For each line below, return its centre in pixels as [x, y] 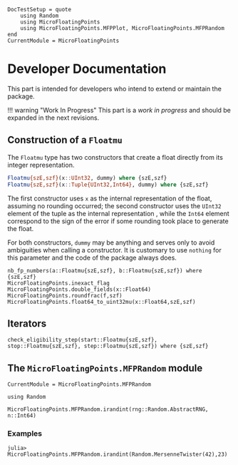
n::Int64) [22, 416]
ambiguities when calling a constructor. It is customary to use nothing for [115, 250]
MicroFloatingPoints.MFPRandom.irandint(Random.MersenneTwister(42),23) [118, 455]
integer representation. [41, 165]
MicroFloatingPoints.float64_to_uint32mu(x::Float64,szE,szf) [102, 302]
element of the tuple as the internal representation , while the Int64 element [118, 213]
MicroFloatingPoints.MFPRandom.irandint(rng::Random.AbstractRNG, [108, 409]
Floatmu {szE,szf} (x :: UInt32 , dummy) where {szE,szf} [87, 178]
